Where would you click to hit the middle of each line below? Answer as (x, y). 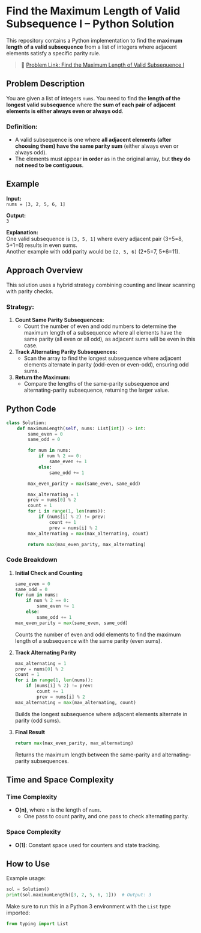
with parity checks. (30, 291)
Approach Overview (45, 271)
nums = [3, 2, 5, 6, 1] (36, 204)
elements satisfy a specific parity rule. (53, 53)
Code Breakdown (32, 560)
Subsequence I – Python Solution (90, 24)
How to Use (28, 864)
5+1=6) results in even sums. (42, 245)
